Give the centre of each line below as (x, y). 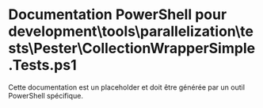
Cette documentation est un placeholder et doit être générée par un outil (127, 87)
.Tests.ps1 (42, 66)
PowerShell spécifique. (46, 95)
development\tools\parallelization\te (131, 31)
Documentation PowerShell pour (118, 15)
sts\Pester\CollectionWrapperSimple (132, 48)
